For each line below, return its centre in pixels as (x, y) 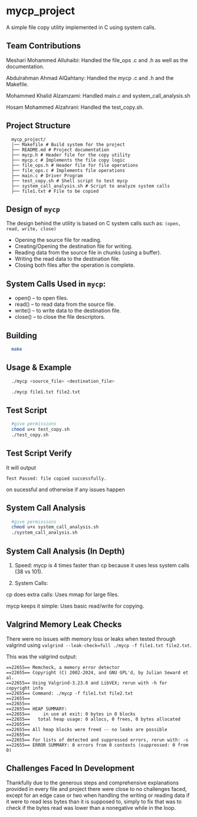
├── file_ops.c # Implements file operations (68, 170)
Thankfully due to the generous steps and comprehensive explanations (92, 783)
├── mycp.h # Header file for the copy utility (71, 155)
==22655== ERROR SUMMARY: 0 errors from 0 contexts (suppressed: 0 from (97, 745)
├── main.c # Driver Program (47, 176)
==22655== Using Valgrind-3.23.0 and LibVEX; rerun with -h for (87, 683)
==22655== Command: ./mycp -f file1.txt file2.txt (70, 693)
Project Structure (38, 126)
